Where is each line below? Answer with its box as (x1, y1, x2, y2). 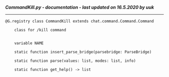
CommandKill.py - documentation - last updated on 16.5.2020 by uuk (5, 5, 154, 10)
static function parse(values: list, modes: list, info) (14, 58, 136, 63)
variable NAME (14, 41, 44, 46)
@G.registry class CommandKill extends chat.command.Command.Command (5, 19, 154, 24)
